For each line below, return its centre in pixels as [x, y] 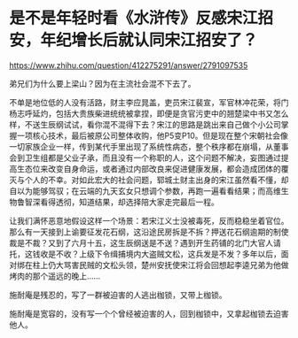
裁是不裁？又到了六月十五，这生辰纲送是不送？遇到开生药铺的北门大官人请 [145, 242]
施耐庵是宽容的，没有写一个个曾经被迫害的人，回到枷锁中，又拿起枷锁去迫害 [149, 313]
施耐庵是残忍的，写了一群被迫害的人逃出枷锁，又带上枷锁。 [118, 295]
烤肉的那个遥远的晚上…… [55, 276]
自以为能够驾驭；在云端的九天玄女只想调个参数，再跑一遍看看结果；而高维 [145, 190]
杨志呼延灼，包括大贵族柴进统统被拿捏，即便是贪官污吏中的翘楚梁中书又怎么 [149, 113]
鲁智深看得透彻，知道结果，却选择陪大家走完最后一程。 [118, 202]
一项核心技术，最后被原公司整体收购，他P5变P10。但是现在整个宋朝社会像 [152, 135]
